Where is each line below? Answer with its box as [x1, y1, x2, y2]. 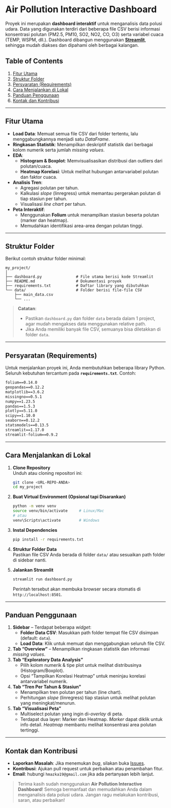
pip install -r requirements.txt [12, 536, 84, 542]
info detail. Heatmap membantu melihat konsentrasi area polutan [20, 722, 157, 728]
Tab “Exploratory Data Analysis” [12, 657, 83, 663]
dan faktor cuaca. [20, 174, 58, 180]
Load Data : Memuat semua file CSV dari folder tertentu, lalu [12, 130, 138, 137]
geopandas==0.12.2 [5, 385, 44, 390]
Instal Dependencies [12, 527, 58, 533]
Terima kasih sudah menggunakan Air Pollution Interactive [17, 781, 142, 787]
